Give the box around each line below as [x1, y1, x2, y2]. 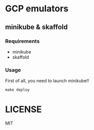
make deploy [5, 87, 30, 92]
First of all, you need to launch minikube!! [5, 78, 90, 84]
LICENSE [5, 104, 42, 115]
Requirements [5, 38, 40, 45]
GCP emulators [5, 3, 69, 14]
